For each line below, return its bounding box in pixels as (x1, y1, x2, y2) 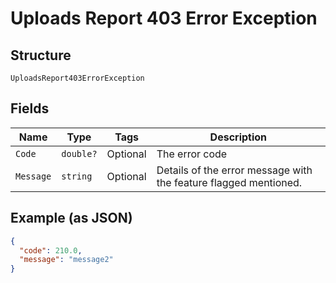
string (61, 170, 93, 182)
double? (61, 148, 98, 159)
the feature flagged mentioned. (156, 175, 303, 189)
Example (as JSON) (10, 210, 133, 227)
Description (209, 130, 268, 144)
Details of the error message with (156, 163, 313, 177)
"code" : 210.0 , (19, 245, 83, 256)
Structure (10, 47, 72, 64)
